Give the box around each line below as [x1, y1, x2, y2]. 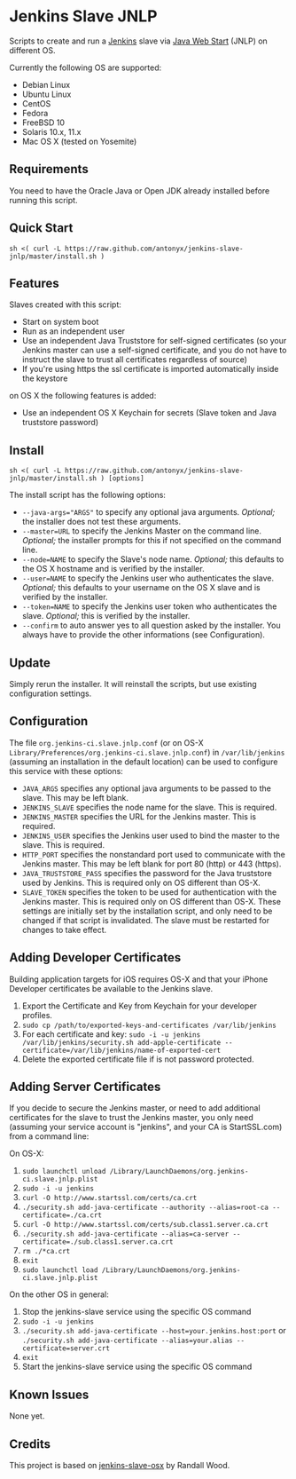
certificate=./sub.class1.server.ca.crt [21, 1238, 174, 1246]
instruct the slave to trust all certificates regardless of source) [21, 354, 248, 365]
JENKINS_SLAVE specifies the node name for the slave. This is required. [21, 802, 277, 812]
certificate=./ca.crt [21, 1211, 102, 1220]
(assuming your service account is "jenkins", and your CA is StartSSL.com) [9, 1121, 283, 1133]
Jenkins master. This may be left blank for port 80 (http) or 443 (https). [21, 858, 282, 869]
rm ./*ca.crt [21, 1247, 71, 1256]
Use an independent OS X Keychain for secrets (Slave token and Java [21, 407, 277, 418]
